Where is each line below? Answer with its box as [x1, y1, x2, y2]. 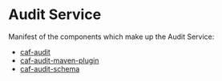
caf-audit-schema [19, 64, 80, 73]
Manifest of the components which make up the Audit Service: [8, 32, 215, 41]
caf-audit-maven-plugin [19, 56, 99, 65]
